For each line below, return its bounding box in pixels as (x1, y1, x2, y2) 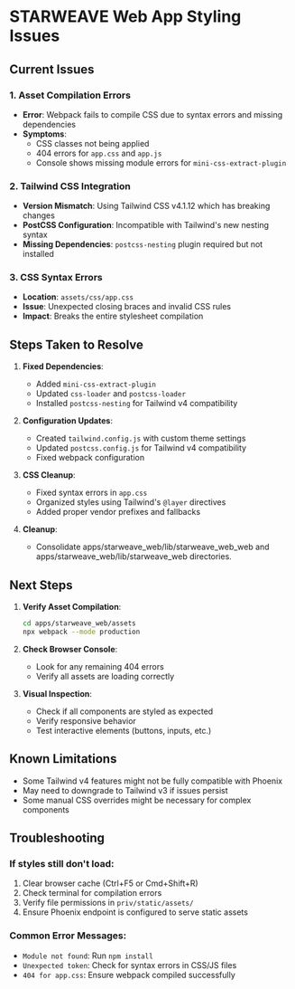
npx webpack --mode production (22, 627, 141, 636)
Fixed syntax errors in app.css (35, 487, 148, 499)
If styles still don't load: (9, 857, 115, 870)
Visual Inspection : (22, 688, 92, 699)
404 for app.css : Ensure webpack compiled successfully (22, 969, 236, 980)
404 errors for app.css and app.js (35, 147, 162, 158)
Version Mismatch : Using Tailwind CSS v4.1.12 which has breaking (22, 201, 271, 212)
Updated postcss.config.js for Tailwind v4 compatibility (35, 442, 246, 453)
